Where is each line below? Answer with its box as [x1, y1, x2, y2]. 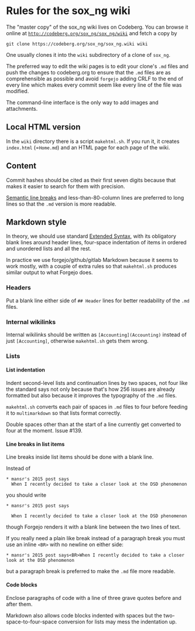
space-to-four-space [6, 618, 57, 625]
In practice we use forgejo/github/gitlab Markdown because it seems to [6, 257, 179, 264]
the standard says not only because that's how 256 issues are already [6, 386, 175, 393]
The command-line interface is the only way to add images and [6, 98, 159, 106]
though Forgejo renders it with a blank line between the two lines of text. [6, 523, 181, 531]
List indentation [6, 366, 45, 373]
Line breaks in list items [6, 441, 65, 448]
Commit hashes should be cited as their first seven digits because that [6, 176, 176, 183]
